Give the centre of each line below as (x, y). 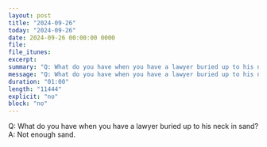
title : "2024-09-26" (43, 23)
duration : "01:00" (39, 81)
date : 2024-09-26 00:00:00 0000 (62, 38)
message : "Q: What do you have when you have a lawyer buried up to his (131, 74)
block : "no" (28, 104)
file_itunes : (30, 52)
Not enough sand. (46, 134)
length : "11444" (35, 89)
